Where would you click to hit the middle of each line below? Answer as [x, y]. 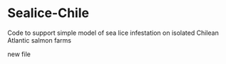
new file [19, 54]
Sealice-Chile [48, 13]
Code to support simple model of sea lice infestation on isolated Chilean [113, 33]
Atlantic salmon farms [39, 40]
